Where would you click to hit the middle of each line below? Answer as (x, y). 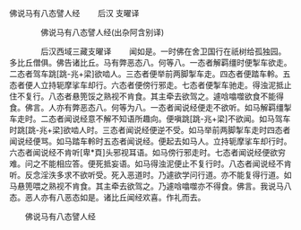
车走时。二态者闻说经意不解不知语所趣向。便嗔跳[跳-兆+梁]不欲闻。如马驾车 (150, 119)
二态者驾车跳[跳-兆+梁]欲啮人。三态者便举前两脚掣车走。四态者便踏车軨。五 (150, 74)
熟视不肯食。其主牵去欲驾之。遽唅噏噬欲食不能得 (193, 96)
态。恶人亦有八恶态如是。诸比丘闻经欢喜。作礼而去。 (107, 197)
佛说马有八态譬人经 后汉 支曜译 (74, 13)
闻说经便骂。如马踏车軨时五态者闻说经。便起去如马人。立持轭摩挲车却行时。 (150, 141)
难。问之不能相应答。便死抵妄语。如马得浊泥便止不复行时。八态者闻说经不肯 (150, 164)
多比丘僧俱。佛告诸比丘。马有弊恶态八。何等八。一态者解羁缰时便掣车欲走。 (150, 62)
